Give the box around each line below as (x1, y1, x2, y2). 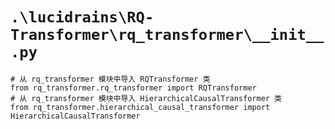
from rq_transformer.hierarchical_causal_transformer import (10, 102, 271, 112)
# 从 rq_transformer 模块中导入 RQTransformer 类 (10, 74, 211, 84)
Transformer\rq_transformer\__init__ (10, 26, 325, 45)
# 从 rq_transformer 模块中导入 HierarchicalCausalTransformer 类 (10, 93, 283, 103)
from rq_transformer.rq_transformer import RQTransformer (10, 83, 257, 93)
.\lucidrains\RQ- (10, 8, 155, 27)
